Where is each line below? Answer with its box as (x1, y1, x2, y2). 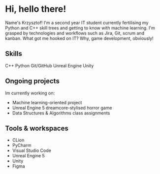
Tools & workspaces (5, 124, 69, 132)
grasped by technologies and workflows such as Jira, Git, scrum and (5, 30, 144, 36)
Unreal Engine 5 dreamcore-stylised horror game (12, 105, 112, 111)
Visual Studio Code (12, 147, 52, 153)
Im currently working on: (5, 90, 55, 96)
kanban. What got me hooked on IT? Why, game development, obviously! (5, 35, 154, 41)
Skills (5, 50, 22, 58)
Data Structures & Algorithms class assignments (12, 110, 110, 116)
